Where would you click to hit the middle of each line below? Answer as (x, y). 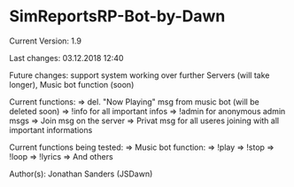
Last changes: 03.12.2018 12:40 (66, 58)
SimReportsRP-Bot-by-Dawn (117, 16)
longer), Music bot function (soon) (72, 84)
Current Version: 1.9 (46, 41)
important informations (51, 129)
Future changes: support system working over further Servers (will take (139, 75)
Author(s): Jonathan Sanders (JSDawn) (81, 174)
